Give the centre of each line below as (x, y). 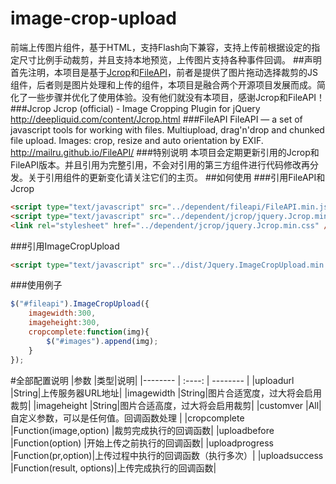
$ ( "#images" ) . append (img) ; (102, 341)
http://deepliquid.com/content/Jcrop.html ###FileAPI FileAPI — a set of (156, 119)
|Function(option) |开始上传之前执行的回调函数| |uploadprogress (142, 443)
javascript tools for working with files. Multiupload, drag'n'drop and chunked (167, 129)
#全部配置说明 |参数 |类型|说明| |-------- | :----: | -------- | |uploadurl (152, 380)
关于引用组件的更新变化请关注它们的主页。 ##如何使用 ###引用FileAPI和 (176, 177)
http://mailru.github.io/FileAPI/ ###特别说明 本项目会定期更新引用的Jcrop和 (165, 152)
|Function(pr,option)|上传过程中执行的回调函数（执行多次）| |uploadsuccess (167, 455)
